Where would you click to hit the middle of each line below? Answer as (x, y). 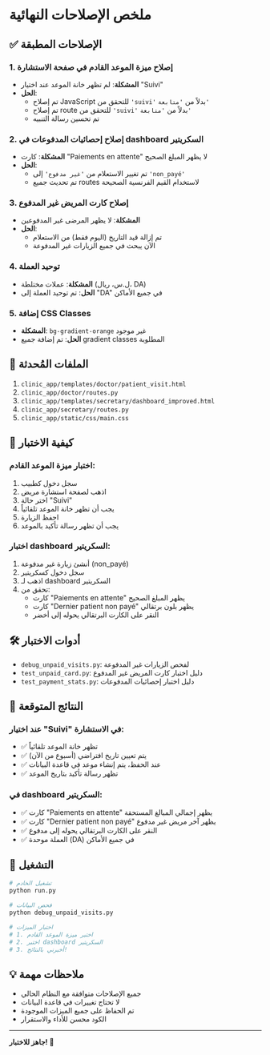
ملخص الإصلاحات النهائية (80, 15)
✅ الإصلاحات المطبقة (56, 44)
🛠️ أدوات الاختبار (45, 641)
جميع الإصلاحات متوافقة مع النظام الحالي (81, 993)
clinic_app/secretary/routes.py (75, 410)
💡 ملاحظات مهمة (47, 974)
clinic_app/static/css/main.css (75, 418)
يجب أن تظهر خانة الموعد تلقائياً (67, 508)
